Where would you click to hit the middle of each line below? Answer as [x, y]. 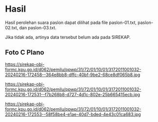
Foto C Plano [25, 52]
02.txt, [12, 27]
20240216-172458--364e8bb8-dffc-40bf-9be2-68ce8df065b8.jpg [73, 75]
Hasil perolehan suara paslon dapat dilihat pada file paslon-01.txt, [71, 22]
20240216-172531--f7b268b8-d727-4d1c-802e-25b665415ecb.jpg [73, 94]
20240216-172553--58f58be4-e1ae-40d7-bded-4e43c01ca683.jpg [73, 114]
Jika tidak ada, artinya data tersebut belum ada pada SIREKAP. [68, 37]
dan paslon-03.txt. [38, 27]
